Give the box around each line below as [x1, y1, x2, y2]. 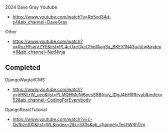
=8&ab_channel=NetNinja [12, 49, 65, 55]
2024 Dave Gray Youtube [5, 4, 57, 10]
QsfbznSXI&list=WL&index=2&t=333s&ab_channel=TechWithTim [12, 122, 145, 128]
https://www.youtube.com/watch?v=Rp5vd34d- [12, 14, 111, 19]
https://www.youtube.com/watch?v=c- [12, 116, 92, 122]
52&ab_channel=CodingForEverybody [12, 97, 91, 103]
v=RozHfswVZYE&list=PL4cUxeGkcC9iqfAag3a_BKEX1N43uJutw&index [12, 44, 161, 49]
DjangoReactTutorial [5, 107, 47, 113]
